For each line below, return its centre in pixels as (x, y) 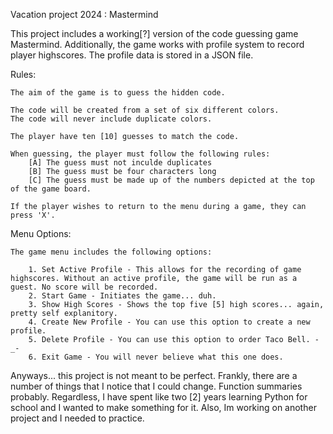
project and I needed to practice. (77, 418)
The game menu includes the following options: (111, 252)
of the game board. (51, 189)
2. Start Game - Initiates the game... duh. (122, 296)
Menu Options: (41, 233)
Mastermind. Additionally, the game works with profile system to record (157, 44)
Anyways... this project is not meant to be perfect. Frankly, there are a (154, 375)
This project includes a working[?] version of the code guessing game (154, 33)
